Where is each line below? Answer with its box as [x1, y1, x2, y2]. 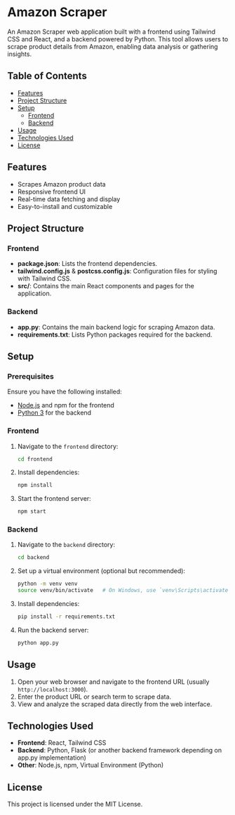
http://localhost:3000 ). [17, 685, 88, 693]
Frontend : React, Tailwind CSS [17, 739, 107, 747]
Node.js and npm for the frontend [17, 401, 114, 410]
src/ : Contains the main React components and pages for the [17, 282, 194, 290]
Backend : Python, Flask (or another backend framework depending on [17, 746, 222, 755]
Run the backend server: [17, 626, 89, 634]
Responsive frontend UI [17, 187, 86, 196]
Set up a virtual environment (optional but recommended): [17, 567, 186, 575]
